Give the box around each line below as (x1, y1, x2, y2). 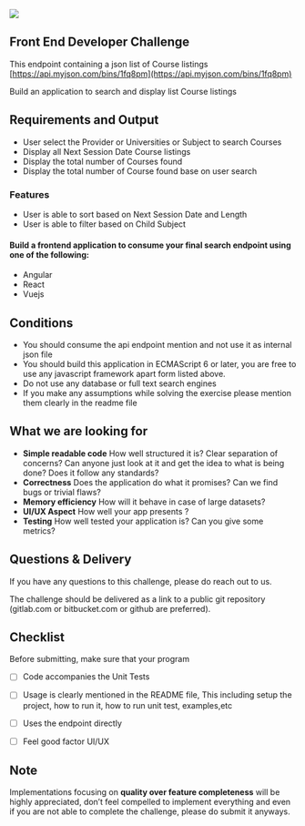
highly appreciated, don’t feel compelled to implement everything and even (9, 797, 291, 808)
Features (9, 188, 50, 200)
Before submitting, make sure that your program (9, 654, 189, 665)
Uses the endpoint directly (22, 718, 123, 729)
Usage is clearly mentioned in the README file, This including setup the (22, 689, 293, 700)
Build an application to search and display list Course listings (9, 86, 237, 97)
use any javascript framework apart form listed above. (22, 368, 226, 379)
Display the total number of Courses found (22, 156, 183, 167)
